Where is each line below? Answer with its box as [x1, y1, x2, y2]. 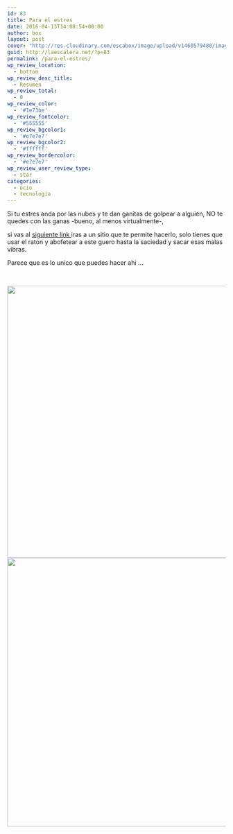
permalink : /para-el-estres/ [7, 55, 92, 62]
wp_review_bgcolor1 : [7, 126, 67, 133]
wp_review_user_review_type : [7, 164, 92, 172]
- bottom [13, 68, 39, 75]
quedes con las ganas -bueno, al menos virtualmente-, [7, 217, 164, 225]
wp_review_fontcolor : [7, 113, 70, 120]
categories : [7, 177, 42, 184]
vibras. [7, 245, 27, 254]
